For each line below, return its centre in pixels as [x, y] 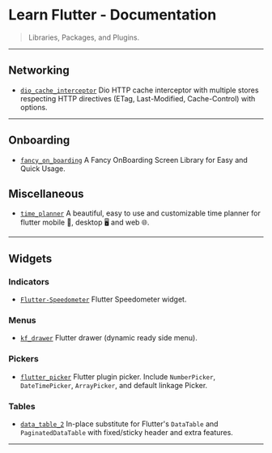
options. [34, 107]
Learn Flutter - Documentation [113, 15]
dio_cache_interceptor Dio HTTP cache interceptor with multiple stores [139, 90]
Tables [22, 406]
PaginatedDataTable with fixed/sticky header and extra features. [126, 432]
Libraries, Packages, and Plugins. [84, 37]
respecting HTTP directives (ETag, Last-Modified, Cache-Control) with [138, 98]
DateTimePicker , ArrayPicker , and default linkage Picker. [114, 385]
